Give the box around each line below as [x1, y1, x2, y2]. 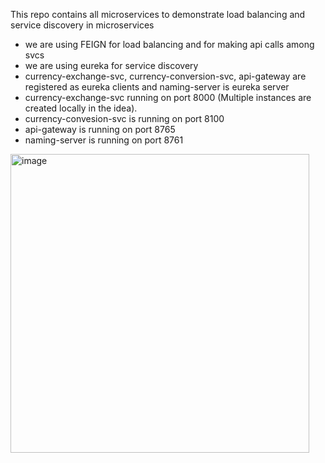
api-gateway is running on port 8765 [24, 124, 176, 135]
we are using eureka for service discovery [24, 60, 199, 71]
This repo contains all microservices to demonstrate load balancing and [10, 9, 306, 20]
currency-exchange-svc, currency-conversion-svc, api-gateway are [24, 70, 307, 82]
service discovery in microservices [10, 19, 155, 31]
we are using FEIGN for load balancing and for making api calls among [24, 39, 315, 50]
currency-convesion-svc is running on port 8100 [24, 113, 225, 124]
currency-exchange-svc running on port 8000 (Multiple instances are [24, 92, 312, 103]
